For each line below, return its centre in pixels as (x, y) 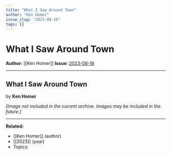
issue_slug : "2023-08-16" (33, 19)
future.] (14, 112)
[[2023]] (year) (29, 141)
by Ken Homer (21, 96)
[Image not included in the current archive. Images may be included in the (83, 106)
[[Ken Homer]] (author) (37, 136)
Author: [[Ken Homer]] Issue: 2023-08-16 (50, 64)
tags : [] (15, 24)
